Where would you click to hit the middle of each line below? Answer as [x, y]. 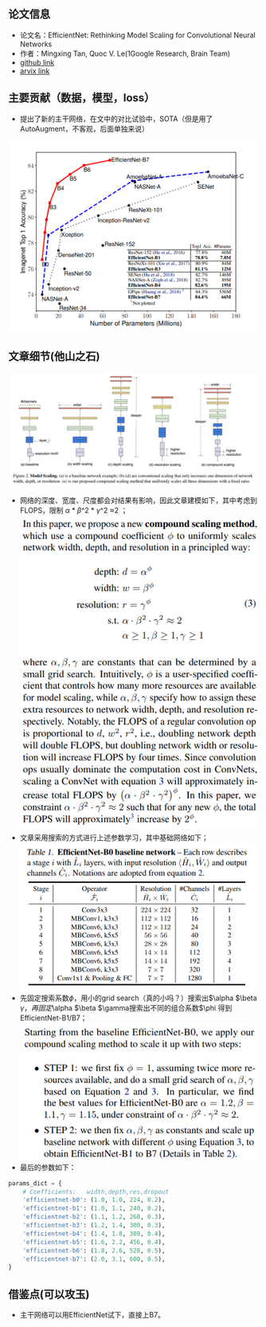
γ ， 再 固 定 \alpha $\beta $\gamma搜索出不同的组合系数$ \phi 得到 [126, 1007]
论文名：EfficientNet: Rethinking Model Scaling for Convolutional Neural [138, 35]
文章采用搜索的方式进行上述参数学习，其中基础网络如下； [114, 837]
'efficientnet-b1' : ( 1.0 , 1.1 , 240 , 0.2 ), [94, 1209]
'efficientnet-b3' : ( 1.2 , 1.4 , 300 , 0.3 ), [94, 1226]
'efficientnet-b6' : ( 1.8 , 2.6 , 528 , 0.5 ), [94, 1250]
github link [37, 62]
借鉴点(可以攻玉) [49, 1294]
